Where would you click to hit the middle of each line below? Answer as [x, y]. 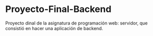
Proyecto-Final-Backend [58, 9]
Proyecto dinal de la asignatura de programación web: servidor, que [76, 23]
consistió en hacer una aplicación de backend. [54, 28]
